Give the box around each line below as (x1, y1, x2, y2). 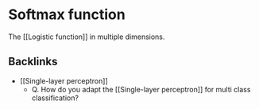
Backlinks (8, 55, 58, 68)
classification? (31, 93, 79, 103)
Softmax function (8, 6, 126, 24)
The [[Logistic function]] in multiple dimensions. (8, 32, 165, 41)
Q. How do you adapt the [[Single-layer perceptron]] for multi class (31, 84, 251, 94)
